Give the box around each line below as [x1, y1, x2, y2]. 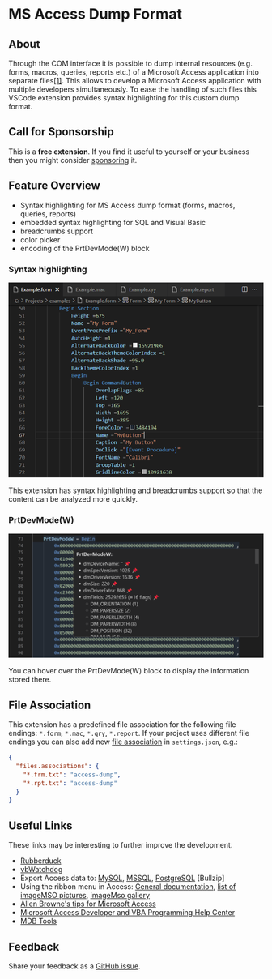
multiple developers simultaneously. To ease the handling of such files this [8, 84, 257, 94]
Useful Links [8, 819, 73, 832]
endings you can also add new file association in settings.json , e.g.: [8, 737, 238, 746]
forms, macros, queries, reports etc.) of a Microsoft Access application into [8, 67, 259, 77]
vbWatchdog [19, 865, 63, 874]
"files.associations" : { [15, 762, 100, 770]
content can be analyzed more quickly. [8, 494, 138, 504]
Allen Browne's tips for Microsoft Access [19, 899, 156, 908]
